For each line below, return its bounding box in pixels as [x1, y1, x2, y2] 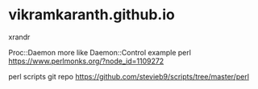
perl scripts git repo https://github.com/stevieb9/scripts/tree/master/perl [8, 71, 250, 81]
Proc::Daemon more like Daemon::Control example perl [8, 47, 192, 57]
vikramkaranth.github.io [8, 6, 175, 24]
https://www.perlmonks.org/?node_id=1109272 [8, 56, 164, 66]
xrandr [8, 32, 31, 42]
